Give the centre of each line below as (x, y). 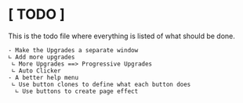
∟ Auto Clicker (36, 71)
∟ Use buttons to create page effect (77, 91)
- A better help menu (44, 77)
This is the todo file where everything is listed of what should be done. (121, 36)
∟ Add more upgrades (42, 57)
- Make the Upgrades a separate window (73, 50)
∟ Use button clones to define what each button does (101, 84)
